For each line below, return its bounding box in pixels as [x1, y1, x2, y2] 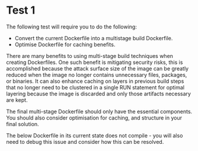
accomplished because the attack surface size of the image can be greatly [6, 65, 189, 72]
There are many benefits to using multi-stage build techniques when [6, 52, 174, 59]
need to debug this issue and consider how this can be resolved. [6, 138, 164, 145]
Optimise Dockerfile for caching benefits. [14, 41, 116, 48]
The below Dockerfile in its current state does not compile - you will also [6, 131, 183, 139]
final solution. [6, 120, 40, 127]
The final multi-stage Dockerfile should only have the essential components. [6, 108, 193, 115]
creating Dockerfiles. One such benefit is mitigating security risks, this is [6, 59, 183, 66]
